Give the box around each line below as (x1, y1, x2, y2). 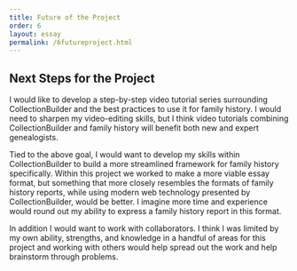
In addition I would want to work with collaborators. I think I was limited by (9, 223, 279, 234)
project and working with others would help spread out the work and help (9, 242, 277, 253)
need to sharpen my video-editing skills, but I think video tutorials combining (9, 113, 289, 124)
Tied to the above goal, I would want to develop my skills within (9, 149, 241, 160)
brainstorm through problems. (9, 251, 119, 262)
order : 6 (9, 21, 42, 30)
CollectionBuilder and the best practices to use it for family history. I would (9, 104, 282, 115)
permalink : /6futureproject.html (9, 37, 133, 47)
